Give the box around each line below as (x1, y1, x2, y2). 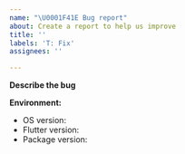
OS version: (22, 115, 66, 126)
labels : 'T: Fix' (9, 38, 75, 48)
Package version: (22, 134, 88, 145)
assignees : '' (9, 47, 63, 56)
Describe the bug (9, 80, 76, 91)
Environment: (9, 97, 62, 109)
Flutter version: (22, 124, 80, 136)
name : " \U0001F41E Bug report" (9, 13, 128, 23)
